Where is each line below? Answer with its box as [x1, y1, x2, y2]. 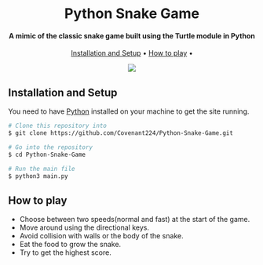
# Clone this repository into [8, 122, 108, 130]
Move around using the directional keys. [19, 223, 149, 232]
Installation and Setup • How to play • [70, 49, 194, 58]
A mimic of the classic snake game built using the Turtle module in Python [9, 31, 255, 40]
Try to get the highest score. [19, 248, 111, 257]
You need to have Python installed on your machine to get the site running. [8, 107, 250, 116]
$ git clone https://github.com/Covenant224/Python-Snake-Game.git [8, 129, 234, 137]
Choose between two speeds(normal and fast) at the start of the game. [19, 215, 250, 224]
